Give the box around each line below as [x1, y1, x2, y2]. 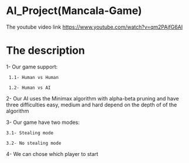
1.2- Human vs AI [8, 85, 51, 91]
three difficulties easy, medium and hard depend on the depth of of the [6, 101, 177, 108]
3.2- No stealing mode [6, 140, 61, 146]
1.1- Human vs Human [8, 74, 59, 80]
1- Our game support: [6, 63, 58, 70]
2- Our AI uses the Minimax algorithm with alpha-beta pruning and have [6, 95, 180, 102]
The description [6, 44, 85, 57]
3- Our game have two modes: [6, 119, 80, 126]
